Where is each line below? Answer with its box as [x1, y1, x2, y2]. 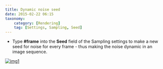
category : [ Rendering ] [14, 20, 60, 26]
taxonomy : [5, 16, 26, 21]
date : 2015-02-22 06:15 [5, 12, 54, 17]
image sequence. [12, 49, 48, 55]
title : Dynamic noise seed [5, 7, 60, 12]
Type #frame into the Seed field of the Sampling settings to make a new [12, 38, 159, 44]
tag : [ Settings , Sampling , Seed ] [14, 25, 82, 30]
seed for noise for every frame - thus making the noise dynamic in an [12, 44, 153, 50]
